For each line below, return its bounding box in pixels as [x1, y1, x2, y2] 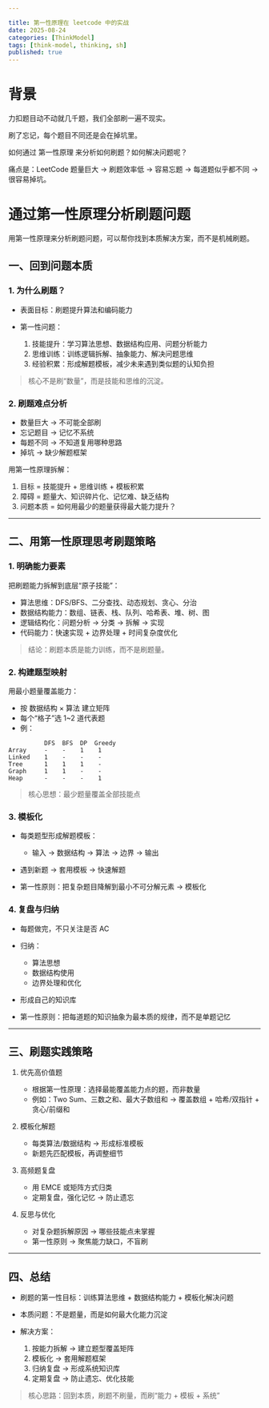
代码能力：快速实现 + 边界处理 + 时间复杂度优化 [19, 628, 179, 637]
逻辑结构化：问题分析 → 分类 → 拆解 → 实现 [19, 617, 165, 627]
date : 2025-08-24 [8, 26, 66, 34]
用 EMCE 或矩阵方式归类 [31, 1182, 113, 1193]
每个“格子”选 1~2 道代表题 [19, 713, 106, 723]
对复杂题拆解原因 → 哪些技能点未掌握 [31, 1226, 155, 1237]
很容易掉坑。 [8, 174, 50, 184]
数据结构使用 [31, 968, 74, 977]
